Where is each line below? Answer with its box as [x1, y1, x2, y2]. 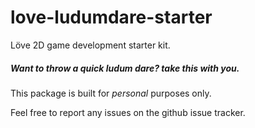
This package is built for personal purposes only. [10, 87, 212, 99]
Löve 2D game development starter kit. [10, 39, 171, 51]
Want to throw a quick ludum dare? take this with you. [10, 62, 240, 74]
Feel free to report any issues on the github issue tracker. [10, 106, 246, 118]
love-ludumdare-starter [10, 6, 213, 29]
